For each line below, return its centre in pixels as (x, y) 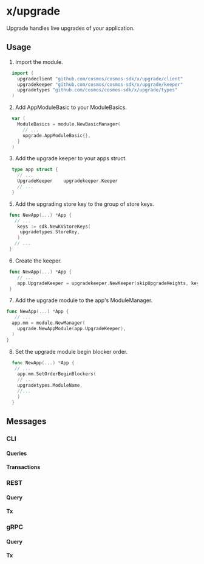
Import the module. (39, 62)
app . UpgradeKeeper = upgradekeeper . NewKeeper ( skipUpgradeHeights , (103, 283)
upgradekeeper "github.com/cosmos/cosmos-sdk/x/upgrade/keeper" (100, 84)
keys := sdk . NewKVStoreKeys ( (54, 227)
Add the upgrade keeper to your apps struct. (71, 158)
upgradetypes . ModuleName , (50, 386)
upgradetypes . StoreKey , (50, 232)
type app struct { (35, 170)
